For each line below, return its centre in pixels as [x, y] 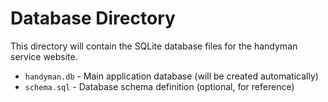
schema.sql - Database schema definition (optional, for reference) [159, 86]
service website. [44, 56]
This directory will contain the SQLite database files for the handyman [154, 46]
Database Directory [93, 18]
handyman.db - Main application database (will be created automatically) [171, 76]
